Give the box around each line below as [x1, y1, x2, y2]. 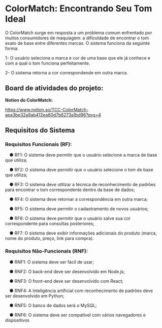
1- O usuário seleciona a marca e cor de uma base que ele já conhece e [5, 55, 151, 61]
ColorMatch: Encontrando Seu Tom [5, 3, 152, 14]
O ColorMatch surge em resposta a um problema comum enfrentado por [5, 30, 153, 35]
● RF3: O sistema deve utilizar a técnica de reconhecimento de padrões [9, 182, 156, 188]
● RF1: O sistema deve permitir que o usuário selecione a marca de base [9, 152, 158, 158]
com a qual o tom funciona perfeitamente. [5, 60, 90, 66]
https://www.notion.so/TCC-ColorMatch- [5, 106, 89, 112]
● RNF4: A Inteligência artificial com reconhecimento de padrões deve [9, 288, 153, 294]
